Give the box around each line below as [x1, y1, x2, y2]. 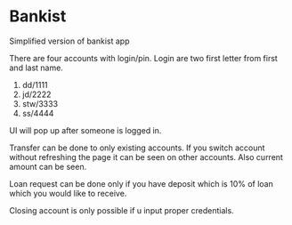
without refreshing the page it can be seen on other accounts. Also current [9, 151, 283, 162]
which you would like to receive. [9, 188, 127, 198]
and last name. [9, 62, 64, 73]
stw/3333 [21, 98, 59, 108]
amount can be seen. [9, 161, 87, 172]
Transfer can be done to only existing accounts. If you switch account [9, 142, 265, 153]
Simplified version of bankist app [9, 36, 130, 46]
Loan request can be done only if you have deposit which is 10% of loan [9, 178, 273, 189]
